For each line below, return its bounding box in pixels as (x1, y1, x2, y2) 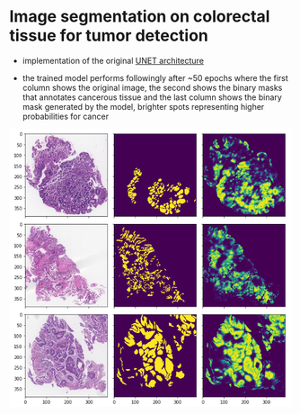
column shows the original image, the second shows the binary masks (22, 82, 283, 93)
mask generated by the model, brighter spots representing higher (22, 101, 265, 112)
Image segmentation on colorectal (9, 6, 270, 27)
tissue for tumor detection (9, 25, 209, 46)
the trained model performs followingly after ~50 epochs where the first (22, 72, 289, 83)
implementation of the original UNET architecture (22, 55, 205, 66)
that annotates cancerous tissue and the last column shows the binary (22, 92, 283, 103)
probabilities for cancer (22, 111, 110, 121)
